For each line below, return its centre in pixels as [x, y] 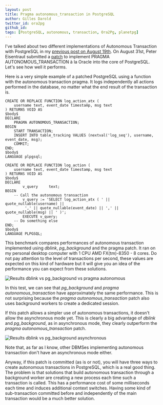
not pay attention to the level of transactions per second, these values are [79, 258]
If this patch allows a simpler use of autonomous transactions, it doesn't [77, 313]
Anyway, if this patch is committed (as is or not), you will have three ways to [81, 362]
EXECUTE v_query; [40, 217]
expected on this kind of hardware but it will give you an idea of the [73, 264]
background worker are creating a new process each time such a [71, 378]
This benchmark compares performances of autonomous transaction [74, 243]
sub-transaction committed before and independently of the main [71, 393]
